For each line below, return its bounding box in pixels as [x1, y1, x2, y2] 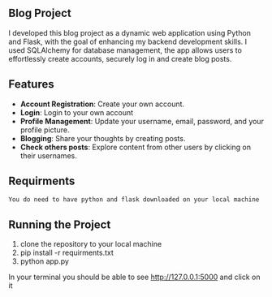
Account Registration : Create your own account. [19, 99, 185, 109]
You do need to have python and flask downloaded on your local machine [8, 196, 260, 204]
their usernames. [19, 150, 77, 161]
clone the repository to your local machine [19, 239, 162, 249]
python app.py [19, 256, 69, 266]
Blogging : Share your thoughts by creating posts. [19, 133, 186, 143]
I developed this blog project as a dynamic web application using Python [8, 28, 252, 37]
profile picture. [19, 125, 70, 135]
